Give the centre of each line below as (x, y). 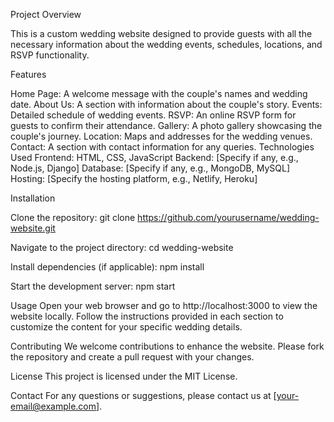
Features (28, 74)
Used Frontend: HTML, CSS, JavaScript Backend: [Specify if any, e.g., (154, 157)
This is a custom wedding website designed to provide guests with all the (161, 33)
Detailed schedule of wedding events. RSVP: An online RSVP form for (153, 115)
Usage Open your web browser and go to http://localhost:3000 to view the (164, 305)
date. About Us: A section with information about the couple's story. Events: (166, 104)
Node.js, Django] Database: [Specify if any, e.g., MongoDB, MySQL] (150, 168)
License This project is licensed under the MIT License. (124, 376)
